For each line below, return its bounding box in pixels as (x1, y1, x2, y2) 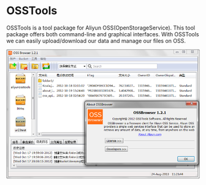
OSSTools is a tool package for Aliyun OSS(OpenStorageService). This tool (6, 24, 195, 31)
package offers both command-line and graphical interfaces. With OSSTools (6, 30, 199, 37)
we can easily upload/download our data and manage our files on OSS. (6, 37, 186, 44)
